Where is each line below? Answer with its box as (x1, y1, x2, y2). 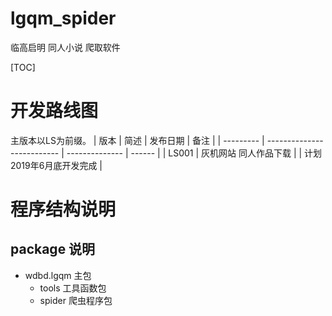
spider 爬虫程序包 (39, 294, 113, 306)
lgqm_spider (10, 7, 117, 30)
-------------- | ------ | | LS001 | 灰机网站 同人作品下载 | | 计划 (66, 147, 323, 159)
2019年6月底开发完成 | (10, 159, 103, 171)
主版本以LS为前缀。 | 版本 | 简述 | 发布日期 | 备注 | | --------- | (10, 134, 265, 146)
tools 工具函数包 (39, 282, 107, 294)
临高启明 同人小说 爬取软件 (10, 41, 121, 53)
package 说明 (10, 241, 96, 258)
